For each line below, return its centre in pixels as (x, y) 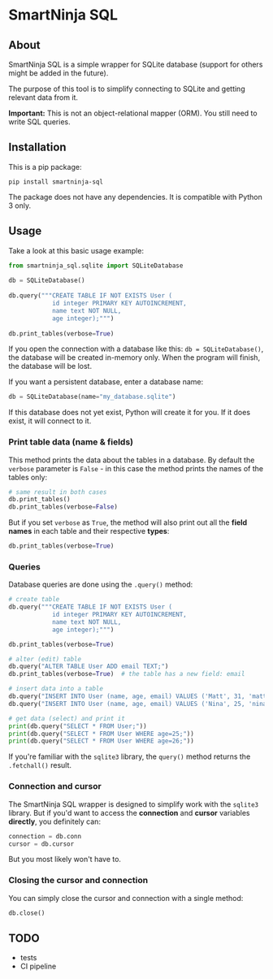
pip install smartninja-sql (56, 182)
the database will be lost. (50, 366)
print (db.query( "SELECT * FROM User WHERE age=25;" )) (102, 734)
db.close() (27, 913)
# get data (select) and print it (67, 718)
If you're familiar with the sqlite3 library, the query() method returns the (130, 756)
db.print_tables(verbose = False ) (63, 507)
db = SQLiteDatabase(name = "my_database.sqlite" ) (92, 397)
